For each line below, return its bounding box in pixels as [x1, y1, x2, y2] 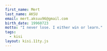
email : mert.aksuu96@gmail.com [5, 16, 68, 21]
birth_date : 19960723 [5, 20, 49, 26]
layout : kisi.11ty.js [5, 39, 49, 44]
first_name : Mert [5, 7, 40, 12]
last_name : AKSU [5, 12, 38, 17]
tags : [5, 30, 16, 34]
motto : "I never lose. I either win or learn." [5, 25, 103, 30]
